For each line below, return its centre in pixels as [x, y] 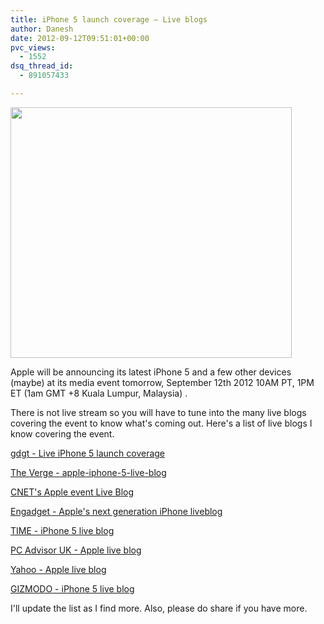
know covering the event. [62, 433]
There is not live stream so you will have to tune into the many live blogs [158, 412]
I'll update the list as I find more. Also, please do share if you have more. [159, 608]
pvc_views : [33, 47]
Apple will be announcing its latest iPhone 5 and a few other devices [151, 372]
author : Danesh [42, 29]
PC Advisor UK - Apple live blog [76, 550]
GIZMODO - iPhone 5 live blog [72, 588]
